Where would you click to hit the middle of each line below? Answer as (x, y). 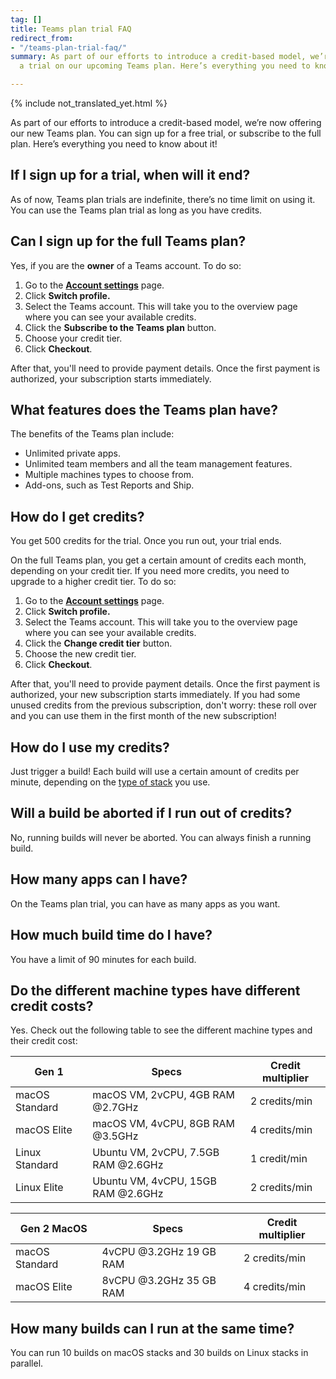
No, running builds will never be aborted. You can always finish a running (161, 837)
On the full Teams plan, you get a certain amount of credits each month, (158, 560)
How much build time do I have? (111, 935)
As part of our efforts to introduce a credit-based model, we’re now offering (166, 122)
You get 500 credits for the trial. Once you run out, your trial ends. (146, 541)
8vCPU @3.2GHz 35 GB (159, 1281)
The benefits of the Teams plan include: (92, 434)
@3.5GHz (115, 1136)
